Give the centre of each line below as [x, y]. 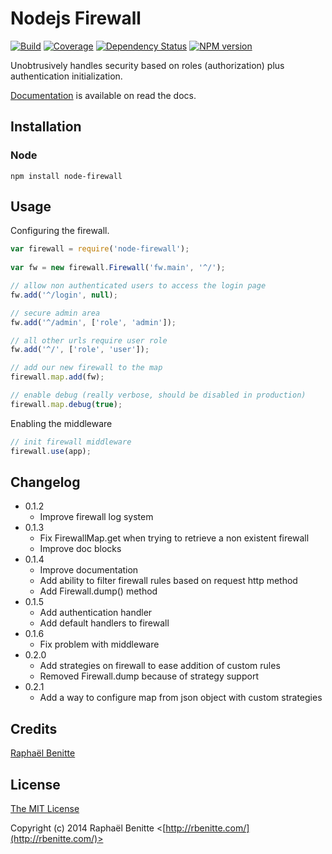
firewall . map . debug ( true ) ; [66, 404]
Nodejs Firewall [76, 18]
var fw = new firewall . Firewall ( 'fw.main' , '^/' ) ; [118, 268]
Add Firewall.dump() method [98, 591]
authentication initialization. [66, 76]
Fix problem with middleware [99, 644]
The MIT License [45, 808]
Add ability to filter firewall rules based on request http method [168, 581]
